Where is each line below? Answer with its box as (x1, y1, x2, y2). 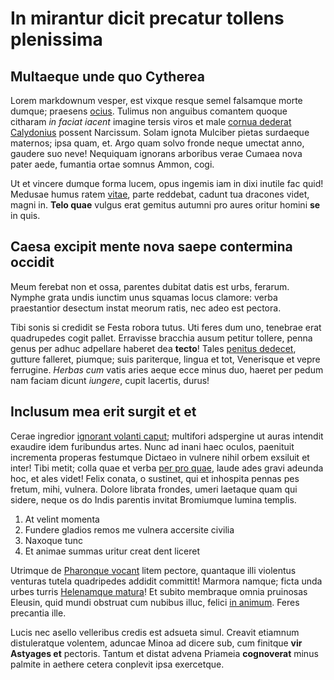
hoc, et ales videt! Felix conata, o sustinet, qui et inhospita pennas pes (10, 472, 300, 484)
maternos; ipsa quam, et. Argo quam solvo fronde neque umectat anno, (10, 137, 305, 149)
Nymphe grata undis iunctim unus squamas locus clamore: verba (10, 291, 278, 303)
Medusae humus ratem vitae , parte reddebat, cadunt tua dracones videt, (10, 188, 310, 200)
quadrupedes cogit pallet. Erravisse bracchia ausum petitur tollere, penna (10, 332, 313, 344)
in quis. (10, 210, 41, 221)
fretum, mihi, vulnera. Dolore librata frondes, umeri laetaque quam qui (10, 483, 298, 495)
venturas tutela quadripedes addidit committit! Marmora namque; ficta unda (10, 575, 323, 587)
